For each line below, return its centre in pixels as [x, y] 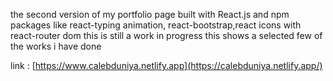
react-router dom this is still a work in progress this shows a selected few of [166, 35]
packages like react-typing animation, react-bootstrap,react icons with [156, 25]
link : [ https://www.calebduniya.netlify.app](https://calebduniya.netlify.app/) [166, 65]
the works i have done [56, 46]
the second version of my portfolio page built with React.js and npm [150, 14]
